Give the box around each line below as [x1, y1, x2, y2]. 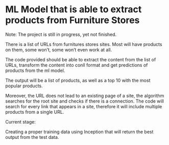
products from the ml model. [5, 67, 65, 74]
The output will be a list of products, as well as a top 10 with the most [5, 77, 151, 83]
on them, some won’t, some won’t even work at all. [5, 46, 112, 53]
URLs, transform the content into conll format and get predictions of [5, 62, 148, 68]
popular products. [5, 83, 43, 89]
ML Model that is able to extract [5, 4, 142, 15]
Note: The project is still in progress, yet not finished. [5, 31, 117, 37]
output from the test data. [5, 134, 59, 140]
